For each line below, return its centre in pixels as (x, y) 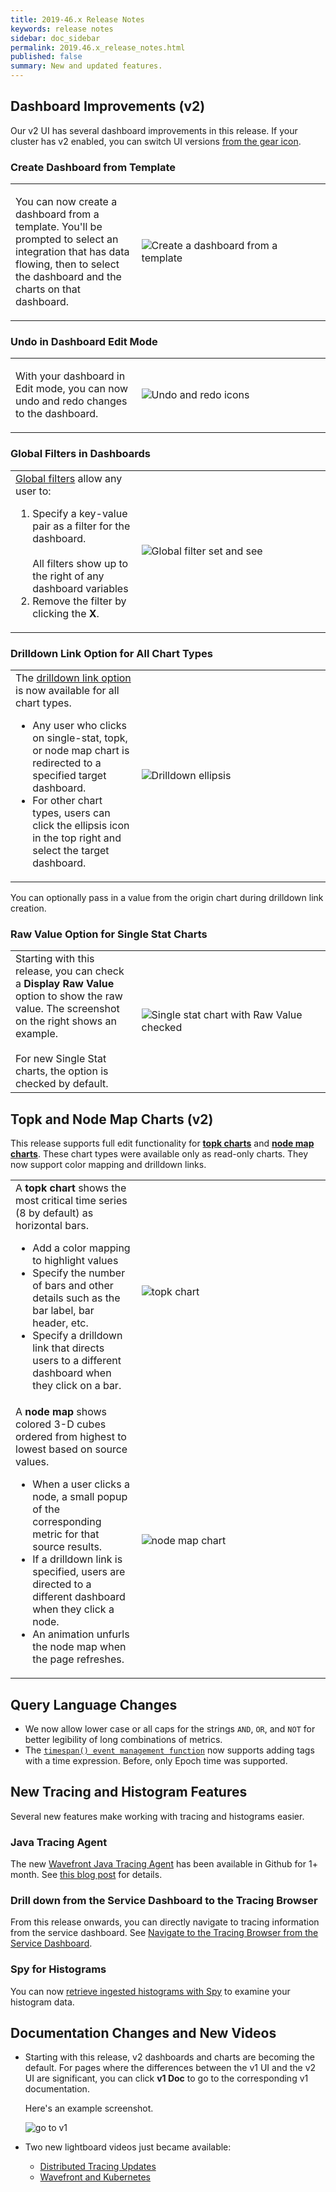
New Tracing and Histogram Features (129, 1792)
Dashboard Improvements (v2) (108, 106)
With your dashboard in (70, 376)
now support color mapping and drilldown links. (108, 1165)
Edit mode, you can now (72, 389)
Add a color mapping (81, 1248)
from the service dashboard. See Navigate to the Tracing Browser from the (164, 1933)
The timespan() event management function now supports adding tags (169, 1750)
